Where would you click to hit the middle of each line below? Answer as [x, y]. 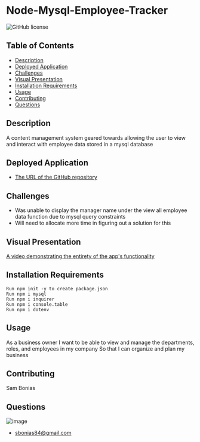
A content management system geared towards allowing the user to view [96, 137]
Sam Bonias [21, 388]
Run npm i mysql [26, 294]
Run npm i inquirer [30, 299]
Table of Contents [40, 46]
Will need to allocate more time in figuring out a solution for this [93, 223]
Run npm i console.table [37, 304]
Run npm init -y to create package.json [57, 288]
